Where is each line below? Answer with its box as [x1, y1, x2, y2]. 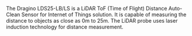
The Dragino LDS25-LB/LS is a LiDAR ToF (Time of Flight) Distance [6, 5, 167, 12]
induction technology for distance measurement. [6, 23, 124, 30]
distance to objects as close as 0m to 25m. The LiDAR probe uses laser [6, 17, 178, 24]
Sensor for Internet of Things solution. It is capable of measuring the [21, 11, 187, 18]
